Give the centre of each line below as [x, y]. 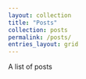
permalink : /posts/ [40, 37]
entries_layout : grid [43, 45]
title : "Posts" [33, 23]
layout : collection [40, 15]
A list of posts [30, 66]
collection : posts [38, 30]
